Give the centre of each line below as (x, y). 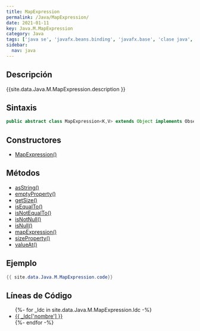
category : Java (25, 34)
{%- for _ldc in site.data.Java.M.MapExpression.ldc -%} (83, 310)
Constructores (34, 140)
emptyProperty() (35, 194)
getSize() (26, 200)
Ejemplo (21, 263)
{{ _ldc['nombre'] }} (39, 316)
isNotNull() (28, 219)
